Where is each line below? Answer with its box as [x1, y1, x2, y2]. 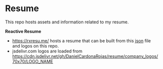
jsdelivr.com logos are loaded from [12, 48, 82, 54]
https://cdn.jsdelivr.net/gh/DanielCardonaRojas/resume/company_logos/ [12, 53, 158, 59]
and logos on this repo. [12, 43, 59, 49]
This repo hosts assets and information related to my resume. [5, 19, 129, 25]
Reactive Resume [5, 28, 42, 34]
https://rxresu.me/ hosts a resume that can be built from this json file [12, 37, 151, 44]
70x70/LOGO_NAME [12, 58, 53, 64]
